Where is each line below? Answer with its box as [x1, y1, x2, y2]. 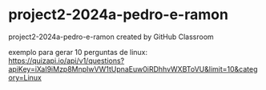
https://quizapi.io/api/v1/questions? [8, 56, 125, 65]
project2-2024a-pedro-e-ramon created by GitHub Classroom [8, 32, 214, 41]
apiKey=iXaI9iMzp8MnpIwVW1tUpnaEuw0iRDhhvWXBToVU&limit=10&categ [8, 64, 258, 73]
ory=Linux [8, 72, 42, 82]
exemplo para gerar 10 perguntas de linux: [8, 47, 148, 57]
